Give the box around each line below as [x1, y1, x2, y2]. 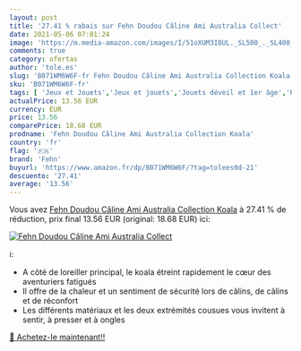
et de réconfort [21, 295, 79, 306]
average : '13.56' [9, 180, 74, 189]
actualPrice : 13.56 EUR [9, 96, 99, 106]
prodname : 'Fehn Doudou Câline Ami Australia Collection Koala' [9, 130, 254, 139]
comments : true [9, 47, 66, 56]
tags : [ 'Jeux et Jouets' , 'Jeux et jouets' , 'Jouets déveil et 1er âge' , [9, 88, 287, 97]
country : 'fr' [9, 138, 63, 147]
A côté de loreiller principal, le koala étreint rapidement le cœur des [21, 267, 271, 278]
